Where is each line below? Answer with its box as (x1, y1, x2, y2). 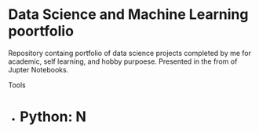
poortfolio (8, 22, 75, 40)
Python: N (19, 108, 86, 126)
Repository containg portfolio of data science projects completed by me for (8, 48, 252, 57)
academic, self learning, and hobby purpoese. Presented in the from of (8, 57, 238, 66)
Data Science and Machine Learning (8, 6, 249, 24)
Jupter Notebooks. (8, 65, 69, 74)
